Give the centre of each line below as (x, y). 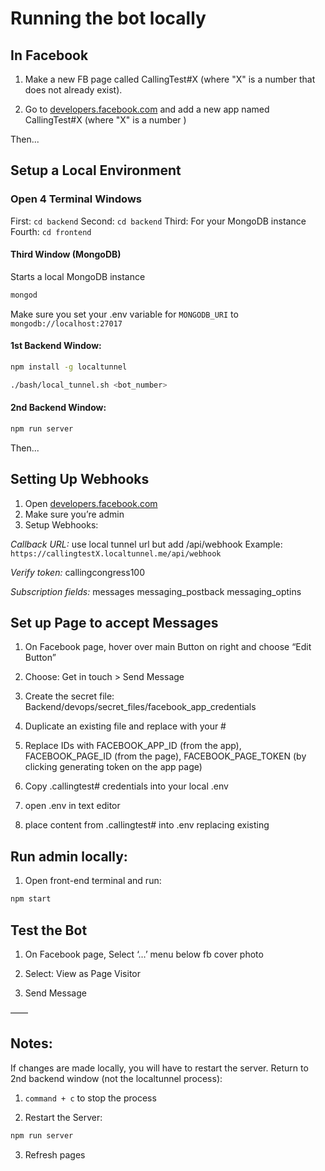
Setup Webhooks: (61, 524)
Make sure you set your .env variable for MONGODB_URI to (124, 314)
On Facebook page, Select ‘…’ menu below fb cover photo (144, 954)
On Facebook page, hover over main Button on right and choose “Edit (168, 647)
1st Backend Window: (56, 346)
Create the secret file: (69, 696)
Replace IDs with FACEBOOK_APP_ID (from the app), (133, 746)
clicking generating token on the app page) (113, 767)
